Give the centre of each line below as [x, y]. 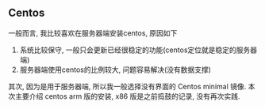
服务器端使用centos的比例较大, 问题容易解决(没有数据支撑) [115, 70]
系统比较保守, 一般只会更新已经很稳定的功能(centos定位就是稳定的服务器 [138, 50]
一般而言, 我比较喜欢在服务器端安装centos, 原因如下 [93, 33]
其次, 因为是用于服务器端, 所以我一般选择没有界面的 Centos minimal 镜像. [127, 86]
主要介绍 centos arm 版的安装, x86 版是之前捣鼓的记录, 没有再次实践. [127, 96]
